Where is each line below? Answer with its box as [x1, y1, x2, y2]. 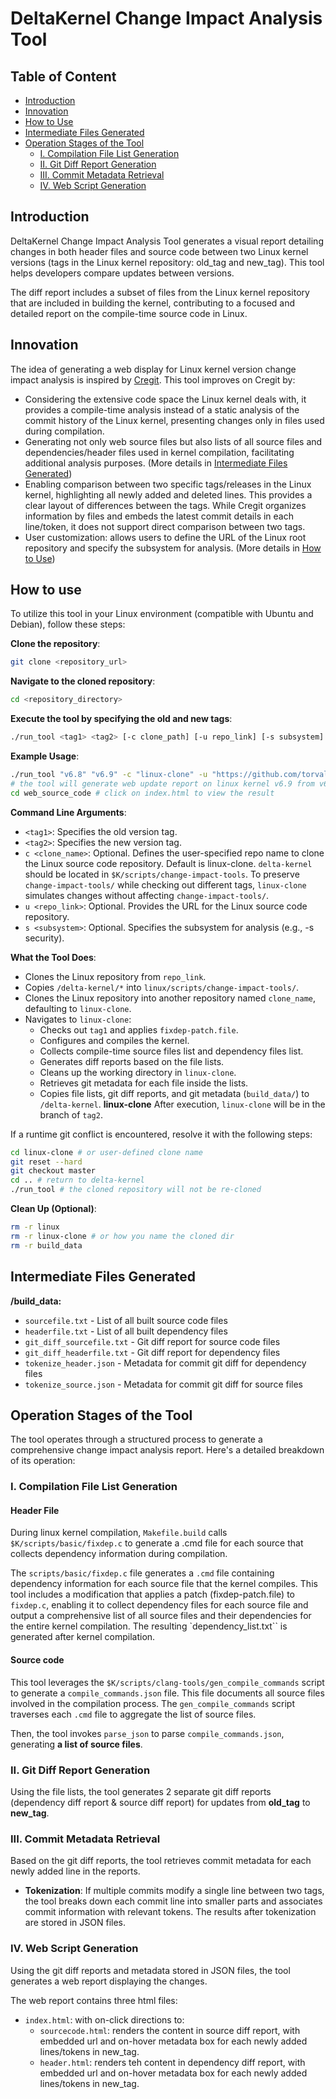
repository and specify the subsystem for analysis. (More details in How [24, 542, 322, 554]
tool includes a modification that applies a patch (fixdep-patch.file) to [10, 1588, 295, 1601]
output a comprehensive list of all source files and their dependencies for [10, 1610, 312, 1622]
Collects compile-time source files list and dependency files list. [39, 1045, 304, 1057]
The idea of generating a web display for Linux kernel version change [10, 363, 297, 375]
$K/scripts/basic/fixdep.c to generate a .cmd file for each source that [10, 1537, 304, 1549]
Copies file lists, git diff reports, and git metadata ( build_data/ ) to [39, 1087, 310, 1099]
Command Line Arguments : [10, 806, 127, 818]
